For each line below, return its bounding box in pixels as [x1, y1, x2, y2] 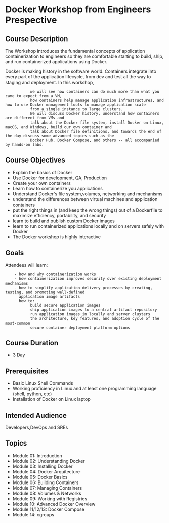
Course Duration [5, 339, 59, 347]
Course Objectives [5, 156, 66, 165]
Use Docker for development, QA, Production [12, 175, 107, 181]
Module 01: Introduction [12, 452, 62, 459]
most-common [5, 320, 30, 326]
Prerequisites [5, 367, 49, 375]
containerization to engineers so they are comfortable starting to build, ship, [5, 53, 164, 59]
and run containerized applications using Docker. [5, 59, 108, 64]
